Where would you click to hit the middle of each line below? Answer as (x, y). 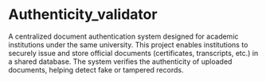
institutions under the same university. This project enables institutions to (128, 44)
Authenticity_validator (83, 15)
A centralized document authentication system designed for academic (123, 36)
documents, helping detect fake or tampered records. (96, 69)
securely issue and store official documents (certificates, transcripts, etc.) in (133, 53)
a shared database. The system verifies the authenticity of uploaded (120, 61)
